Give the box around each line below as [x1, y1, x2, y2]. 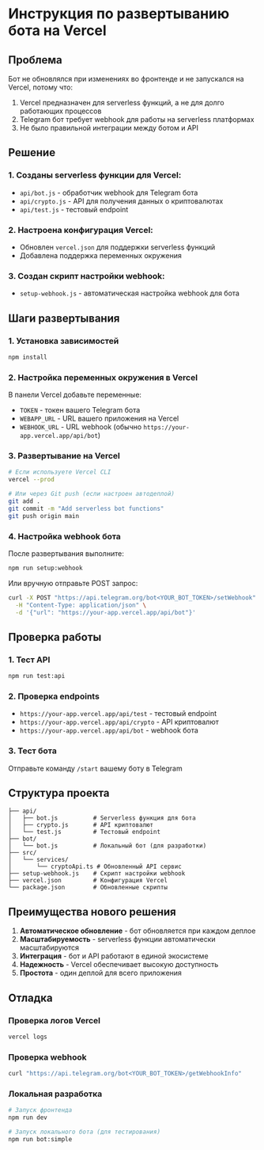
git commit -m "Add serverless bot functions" [8, 505, 164, 512]
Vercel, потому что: [8, 82, 74, 92]
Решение [8, 146, 56, 159]
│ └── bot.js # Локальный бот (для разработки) [8, 842, 207, 850]
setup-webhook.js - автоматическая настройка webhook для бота [19, 288, 239, 298]
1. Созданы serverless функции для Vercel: [8, 169, 182, 181]
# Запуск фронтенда [8, 1106, 73, 1114]
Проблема [8, 53, 63, 67]
